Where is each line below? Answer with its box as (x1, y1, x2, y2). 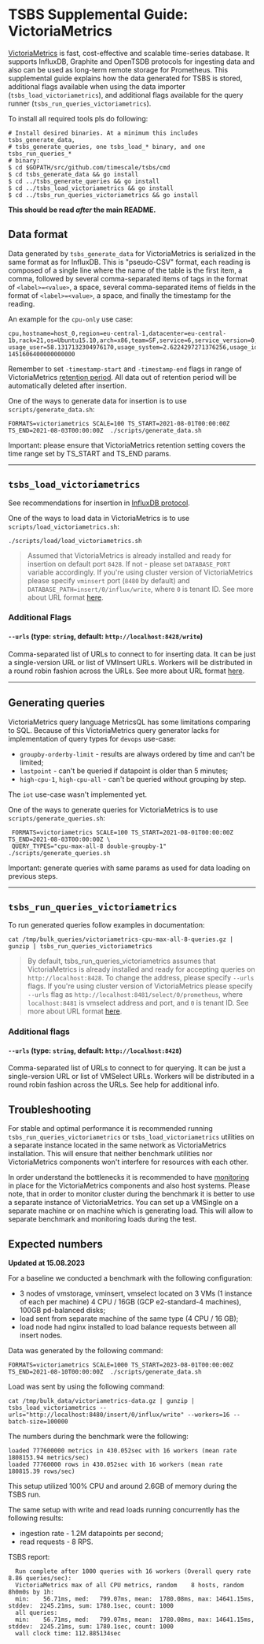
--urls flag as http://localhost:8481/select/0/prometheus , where (27, 990, 244, 999)
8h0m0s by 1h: (8, 1588, 55, 1597)
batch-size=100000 (8, 1418, 68, 1426)
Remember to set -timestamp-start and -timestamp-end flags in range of (8, 364, 242, 374)
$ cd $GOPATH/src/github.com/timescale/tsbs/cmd (8, 163, 170, 171)
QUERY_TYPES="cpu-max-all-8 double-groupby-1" (11, 842, 167, 850)
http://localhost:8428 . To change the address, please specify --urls (27, 973, 255, 983)
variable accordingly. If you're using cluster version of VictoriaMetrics (27, 567, 254, 577)
